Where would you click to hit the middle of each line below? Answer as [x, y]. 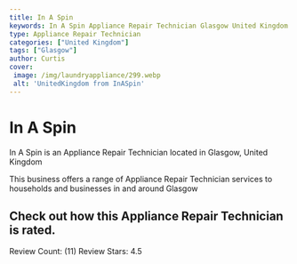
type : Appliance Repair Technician [75, 34]
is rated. [32, 230]
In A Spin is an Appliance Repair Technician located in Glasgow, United [139, 152]
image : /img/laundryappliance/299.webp [87, 76]
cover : [21, 68]
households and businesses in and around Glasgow [104, 188]
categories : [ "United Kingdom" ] [69, 42]
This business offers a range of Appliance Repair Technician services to [141, 179]
